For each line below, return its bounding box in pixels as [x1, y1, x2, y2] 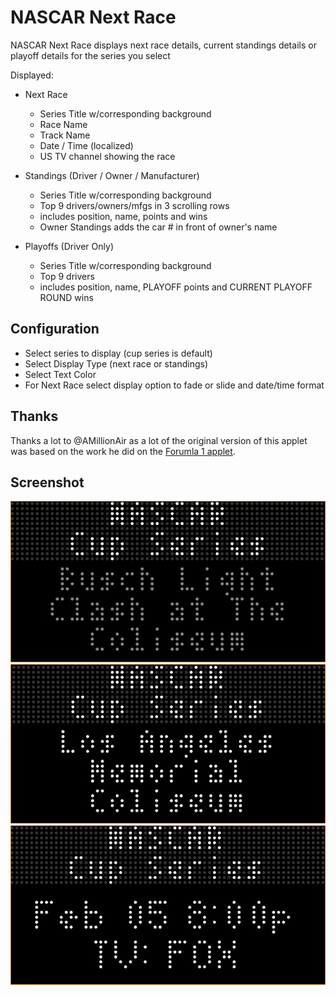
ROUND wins [39, 291, 94, 303]
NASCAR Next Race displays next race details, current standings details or [10, 39, 317, 51]
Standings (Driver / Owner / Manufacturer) [24, 169, 200, 181]
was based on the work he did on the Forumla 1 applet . [10, 445, 236, 457]
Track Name [39, 129, 91, 141]
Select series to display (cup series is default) [24, 347, 213, 359]
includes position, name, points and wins [39, 210, 208, 222]
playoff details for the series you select [10, 49, 171, 61]
